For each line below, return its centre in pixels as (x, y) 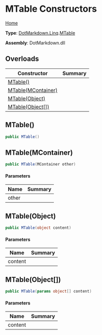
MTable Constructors (51, 9)
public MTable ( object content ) (38, 228)
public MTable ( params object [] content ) (49, 292)
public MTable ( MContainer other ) (41, 164)
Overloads (22, 59)
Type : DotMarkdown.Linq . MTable (40, 33)
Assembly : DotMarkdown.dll (35, 43)
